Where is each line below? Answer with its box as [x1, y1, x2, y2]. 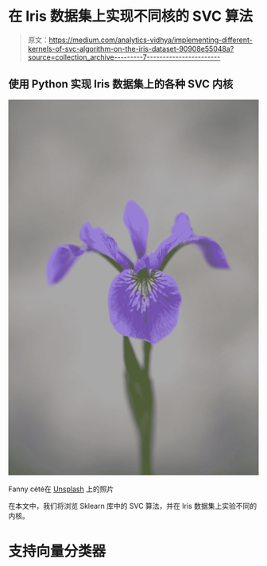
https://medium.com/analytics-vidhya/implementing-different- [48, 35, 253, 45]
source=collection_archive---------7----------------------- [27, 52, 221, 62]
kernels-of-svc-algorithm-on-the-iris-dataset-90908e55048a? [27, 44, 234, 53]
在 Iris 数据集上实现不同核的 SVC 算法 [8, 7, 253, 25]
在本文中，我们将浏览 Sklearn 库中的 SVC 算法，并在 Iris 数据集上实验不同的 [8, 502, 257, 511]
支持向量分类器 [8, 542, 106, 560]
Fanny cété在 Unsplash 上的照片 [8, 484, 114, 494]
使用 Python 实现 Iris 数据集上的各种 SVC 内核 [8, 77, 234, 91]
